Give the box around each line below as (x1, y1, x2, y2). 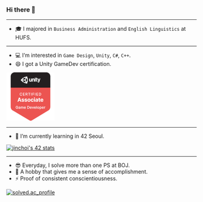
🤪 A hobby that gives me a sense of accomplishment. (14, 168, 148, 175)
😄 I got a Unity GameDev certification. (14, 60, 112, 68)
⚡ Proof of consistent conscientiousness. (14, 175, 118, 182)
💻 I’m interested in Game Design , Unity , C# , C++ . (14, 51, 131, 59)
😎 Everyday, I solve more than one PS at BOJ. (14, 161, 130, 169)
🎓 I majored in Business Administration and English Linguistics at (14, 25, 186, 33)
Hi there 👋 (6, 5, 36, 14)
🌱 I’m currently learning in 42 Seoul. (14, 132, 105, 140)
